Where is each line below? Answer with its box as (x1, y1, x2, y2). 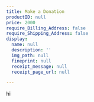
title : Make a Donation (6, 8, 65, 15)
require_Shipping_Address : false (6, 31, 89, 37)
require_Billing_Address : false (6, 25, 86, 31)
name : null (11, 42, 38, 48)
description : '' (11, 47, 51, 53)
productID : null (6, 14, 46, 20)
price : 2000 (6, 19, 35, 25)
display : (6, 36, 28, 42)
